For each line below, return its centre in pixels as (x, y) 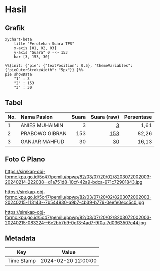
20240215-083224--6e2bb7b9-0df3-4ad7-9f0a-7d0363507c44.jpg (76, 223)
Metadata (20, 239)
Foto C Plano (25, 160)
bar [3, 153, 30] (32, 57)
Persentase (138, 117)
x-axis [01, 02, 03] (35, 48)
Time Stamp (22, 261)
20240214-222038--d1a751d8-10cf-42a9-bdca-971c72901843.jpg (74, 182)
